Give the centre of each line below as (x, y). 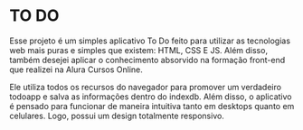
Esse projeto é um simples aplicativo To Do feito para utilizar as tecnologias (150, 41)
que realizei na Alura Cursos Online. (76, 70)
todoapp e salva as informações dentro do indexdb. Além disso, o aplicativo (151, 97)
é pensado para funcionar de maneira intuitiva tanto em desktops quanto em (152, 106)
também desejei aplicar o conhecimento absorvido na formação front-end (147, 60)
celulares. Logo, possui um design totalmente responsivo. (117, 116)
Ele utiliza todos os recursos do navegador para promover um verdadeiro (146, 87)
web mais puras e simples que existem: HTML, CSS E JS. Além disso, (139, 50)
